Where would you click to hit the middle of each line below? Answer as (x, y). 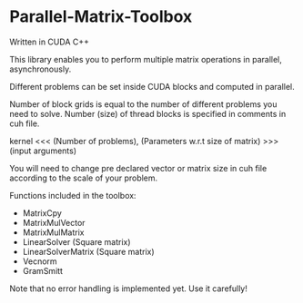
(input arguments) (43, 151)
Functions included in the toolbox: (73, 195)
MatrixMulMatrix (53, 232)
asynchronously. (40, 69)
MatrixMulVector (54, 222)
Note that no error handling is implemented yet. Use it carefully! (129, 288)
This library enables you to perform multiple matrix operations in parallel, (146, 59)
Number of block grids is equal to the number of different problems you (143, 104)
